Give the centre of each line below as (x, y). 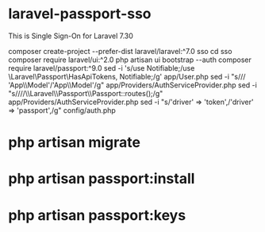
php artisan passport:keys (97, 215)
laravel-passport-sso (80, 14)
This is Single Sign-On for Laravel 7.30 (71, 36)
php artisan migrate (75, 143)
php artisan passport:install (102, 179)
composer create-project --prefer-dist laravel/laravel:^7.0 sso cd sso (120, 51)
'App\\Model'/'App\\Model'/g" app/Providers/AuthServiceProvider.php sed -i (133, 85)
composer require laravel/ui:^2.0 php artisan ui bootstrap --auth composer (130, 60)
